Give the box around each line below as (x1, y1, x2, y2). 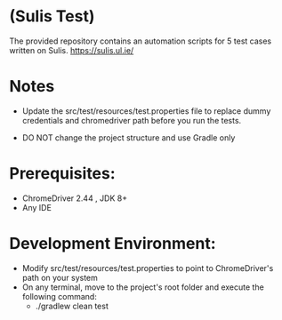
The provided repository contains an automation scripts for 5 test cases (9, 36, 272, 46)
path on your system (21, 272, 98, 283)
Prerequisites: (9, 164, 116, 184)
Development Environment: (9, 234, 216, 253)
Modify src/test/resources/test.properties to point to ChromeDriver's (21, 262, 274, 273)
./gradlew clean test (35, 300, 109, 311)
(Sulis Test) (9, 6, 95, 27)
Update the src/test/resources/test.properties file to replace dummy (21, 105, 271, 116)
